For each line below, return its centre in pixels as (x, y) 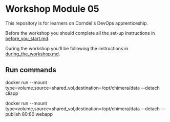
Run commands (31, 70)
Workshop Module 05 (52, 9)
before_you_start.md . (27, 38)
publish (13, 114)
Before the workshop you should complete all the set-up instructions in (80, 33)
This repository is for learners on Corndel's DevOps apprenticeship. (77, 23)
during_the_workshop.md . (33, 54)
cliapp (12, 93)
